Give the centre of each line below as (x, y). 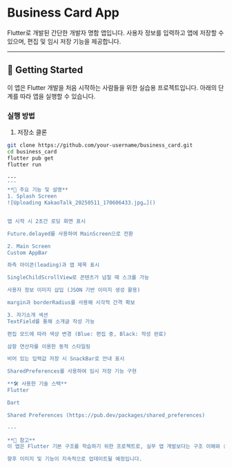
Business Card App (63, 13)
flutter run (24, 165)
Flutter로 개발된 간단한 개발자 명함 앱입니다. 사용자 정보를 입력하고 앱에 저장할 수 (116, 32)
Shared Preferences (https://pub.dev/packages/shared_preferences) (106, 415)
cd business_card (32, 151)
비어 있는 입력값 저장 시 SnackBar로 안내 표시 (66, 359)
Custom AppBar (28, 253)
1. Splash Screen (32, 196)
